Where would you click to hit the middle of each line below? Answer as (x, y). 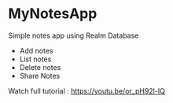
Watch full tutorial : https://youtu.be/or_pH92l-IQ (86, 90)
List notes (35, 59)
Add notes (36, 50)
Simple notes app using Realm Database (74, 35)
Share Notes (40, 75)
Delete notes (40, 67)
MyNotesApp (53, 14)
